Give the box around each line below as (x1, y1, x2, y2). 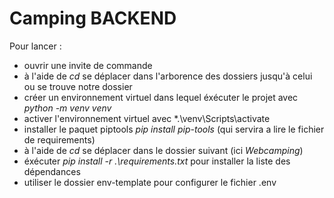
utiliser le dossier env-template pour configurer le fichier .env (23, 176, 277, 188)
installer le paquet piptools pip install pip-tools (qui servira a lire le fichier (23, 123, 325, 135)
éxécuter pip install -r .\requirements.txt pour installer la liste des (23, 155, 291, 167)
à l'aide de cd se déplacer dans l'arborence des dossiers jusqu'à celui (23, 70, 313, 82)
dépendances (23, 165, 81, 177)
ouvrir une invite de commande (23, 59, 153, 71)
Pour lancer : (9, 40, 62, 52)
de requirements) (23, 133, 96, 146)
